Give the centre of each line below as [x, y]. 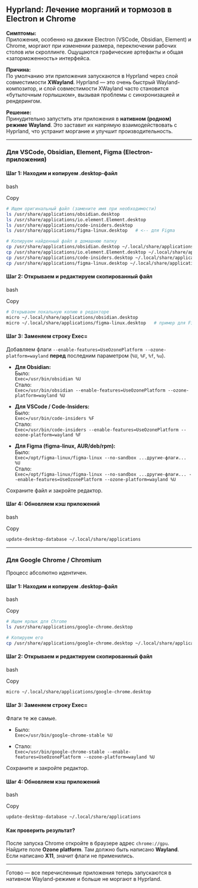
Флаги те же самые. [32, 718]
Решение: [19, 112]
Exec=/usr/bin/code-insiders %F [54, 418]
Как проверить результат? [41, 830]
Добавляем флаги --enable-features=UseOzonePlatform [75, 349]
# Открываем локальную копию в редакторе [58, 312]
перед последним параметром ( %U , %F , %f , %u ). [108, 356]
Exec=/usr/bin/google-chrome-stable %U [64, 736]
